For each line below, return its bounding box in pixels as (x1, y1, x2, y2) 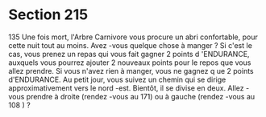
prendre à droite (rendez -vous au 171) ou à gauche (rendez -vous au (26, 91, 256, 101)
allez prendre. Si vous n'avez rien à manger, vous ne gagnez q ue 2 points (8, 66, 254, 75)
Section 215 (8, 6, 89, 24)
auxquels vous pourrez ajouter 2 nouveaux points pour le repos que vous (8, 58, 251, 67)
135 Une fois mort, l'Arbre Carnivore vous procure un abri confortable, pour (8, 32, 258, 42)
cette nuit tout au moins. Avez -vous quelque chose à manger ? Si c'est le (8, 40, 252, 50)
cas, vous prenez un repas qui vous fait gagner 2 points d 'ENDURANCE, (8, 49, 250, 58)
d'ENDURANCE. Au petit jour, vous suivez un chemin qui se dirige (8, 75, 227, 84)
